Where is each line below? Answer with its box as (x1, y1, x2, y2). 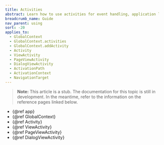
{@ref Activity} (12, 119, 42, 124)
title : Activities (5, 7, 42, 12)
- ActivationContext (9, 71, 51, 76)
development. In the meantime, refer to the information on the (17, 94, 142, 100)
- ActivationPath (9, 66, 45, 71)
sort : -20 (5, 25, 25, 30)
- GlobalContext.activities (9, 39, 67, 44)
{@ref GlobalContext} (12, 113, 56, 120)
